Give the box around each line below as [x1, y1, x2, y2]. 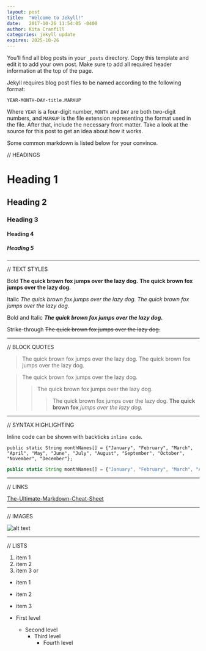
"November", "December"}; [7, 456, 73, 462]
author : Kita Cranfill [7, 26, 65, 32]
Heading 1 [7, 172, 59, 186]
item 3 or [15, 567, 39, 574]
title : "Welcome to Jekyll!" [7, 15, 84, 21]
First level [15, 614, 41, 621]
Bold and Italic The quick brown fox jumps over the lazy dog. [7, 314, 163, 322]
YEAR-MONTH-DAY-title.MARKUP [7, 97, 81, 103]
